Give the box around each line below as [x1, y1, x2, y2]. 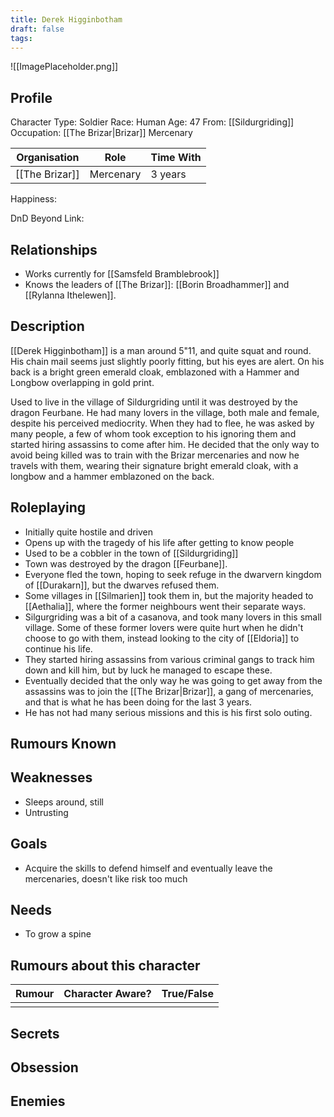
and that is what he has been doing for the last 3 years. [24, 696, 253, 708]
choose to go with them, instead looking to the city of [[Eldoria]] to [24, 632, 300, 644]
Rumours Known [10, 736, 117, 753]
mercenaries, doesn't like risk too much [24, 872, 188, 885]
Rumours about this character [10, 957, 201, 974]
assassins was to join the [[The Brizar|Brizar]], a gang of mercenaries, [24, 685, 314, 697]
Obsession [10, 1059, 79, 1076]
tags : [10, 33, 33, 43]
